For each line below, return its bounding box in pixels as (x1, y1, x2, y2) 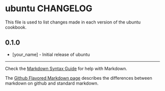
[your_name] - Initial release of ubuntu (12, 51, 90, 57)
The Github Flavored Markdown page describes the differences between (5, 75, 152, 81)
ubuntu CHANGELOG (5, 3, 92, 14)
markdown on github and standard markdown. (5, 80, 99, 86)
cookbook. (5, 24, 27, 30)
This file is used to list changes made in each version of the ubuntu (5, 19, 141, 25)
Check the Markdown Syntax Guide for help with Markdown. (5, 66, 128, 71)
